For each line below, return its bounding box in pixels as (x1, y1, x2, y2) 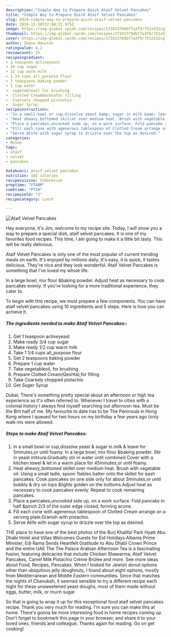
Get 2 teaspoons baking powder (13, 355, 81, 361)
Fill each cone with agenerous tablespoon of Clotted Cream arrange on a (13, 508, 166, 515)
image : (6, 26, 20, 32)
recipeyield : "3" (6, 192, 43, 197)
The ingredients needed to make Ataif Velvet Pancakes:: (6, 321, 127, 327)
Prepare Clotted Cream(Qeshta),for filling (13, 371, 99, 377)
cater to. (6, 288, 23, 294)
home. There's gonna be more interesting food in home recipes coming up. (6, 609, 163, 616)
